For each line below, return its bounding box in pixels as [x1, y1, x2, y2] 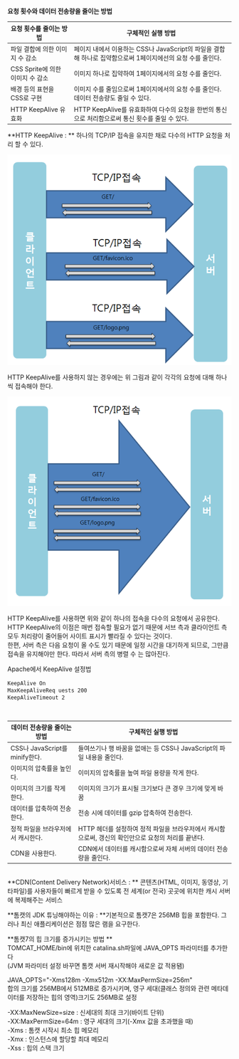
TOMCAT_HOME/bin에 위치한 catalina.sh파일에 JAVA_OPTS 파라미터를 [7, 944, 209, 952]
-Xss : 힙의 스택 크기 [7, 1044, 65, 1053]
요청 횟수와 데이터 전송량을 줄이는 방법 [7, 7, 112, 15]
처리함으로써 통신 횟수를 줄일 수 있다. [86, 114, 189, 122]
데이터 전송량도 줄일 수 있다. [73, 94, 152, 102]
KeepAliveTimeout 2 [7, 694, 65, 701]
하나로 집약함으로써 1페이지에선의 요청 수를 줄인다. [81, 53, 222, 62]
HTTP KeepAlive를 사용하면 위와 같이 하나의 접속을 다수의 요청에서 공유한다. [7, 613, 221, 622]
